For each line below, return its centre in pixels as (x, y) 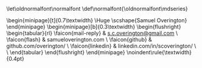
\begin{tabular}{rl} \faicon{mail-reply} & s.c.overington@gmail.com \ (92, 33)
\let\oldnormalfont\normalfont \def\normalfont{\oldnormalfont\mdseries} (97, 9)
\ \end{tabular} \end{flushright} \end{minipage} (66, 52)
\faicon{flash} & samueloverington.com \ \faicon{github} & (79, 39)
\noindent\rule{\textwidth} (159, 52)
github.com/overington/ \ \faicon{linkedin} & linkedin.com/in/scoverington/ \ (101, 46)
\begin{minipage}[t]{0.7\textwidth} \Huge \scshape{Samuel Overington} (97, 20)
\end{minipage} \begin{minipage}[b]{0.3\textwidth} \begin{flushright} (94, 27)
